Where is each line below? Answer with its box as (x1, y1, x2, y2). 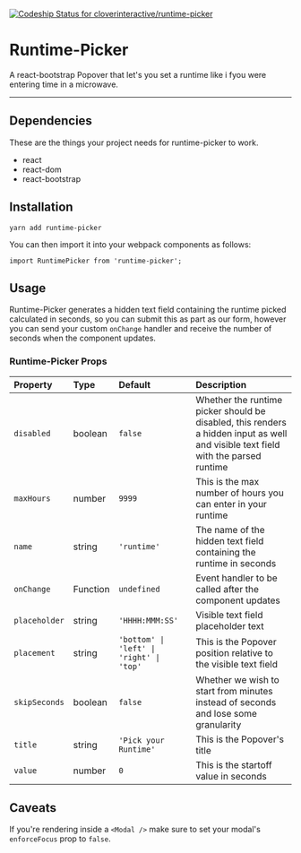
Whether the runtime (195, 393, 283, 406)
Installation (9, 200, 73, 215)
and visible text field (195, 438, 280, 451)
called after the (195, 582, 260, 595)
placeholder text (195, 619, 264, 632)
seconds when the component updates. (9, 332, 157, 344)
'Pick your (118, 735, 165, 745)
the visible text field (195, 658, 278, 670)
